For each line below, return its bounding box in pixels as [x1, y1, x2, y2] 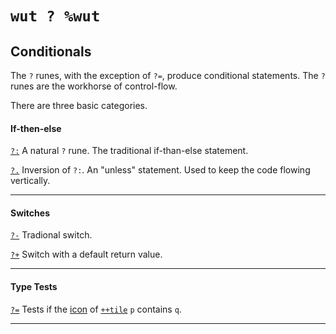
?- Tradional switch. [10, 229, 93, 241]
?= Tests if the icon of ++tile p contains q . [10, 303, 182, 315]
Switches [10, 207, 50, 219]
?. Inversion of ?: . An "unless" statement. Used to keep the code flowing [10, 164, 311, 176]
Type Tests [10, 281, 58, 292]
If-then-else [10, 122, 62, 134]
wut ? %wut [10, 7, 101, 26]
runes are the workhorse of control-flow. [10, 80, 178, 92]
